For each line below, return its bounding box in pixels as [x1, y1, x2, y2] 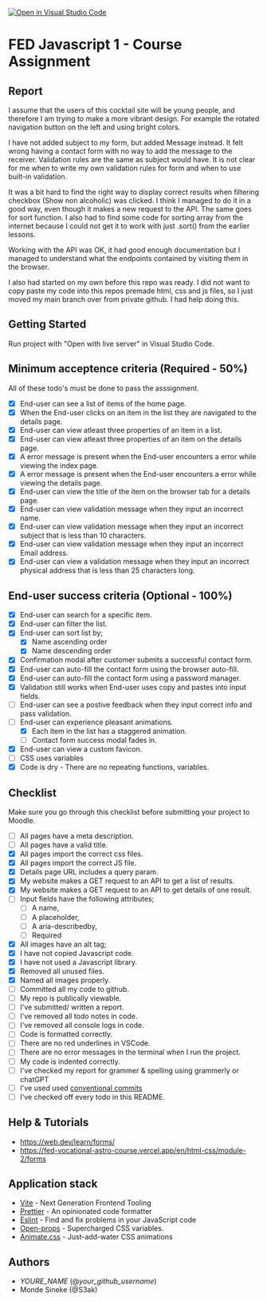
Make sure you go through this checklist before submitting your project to [8, 807, 250, 816]
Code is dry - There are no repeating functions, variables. [19, 763, 210, 772]
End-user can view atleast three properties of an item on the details [19, 434, 241, 443]
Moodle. [8, 815, 36, 825]
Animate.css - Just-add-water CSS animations [19, 1232, 173, 1242]
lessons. [8, 230, 36, 239]
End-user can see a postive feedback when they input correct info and [19, 700, 253, 709]
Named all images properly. [19, 975, 111, 985]
